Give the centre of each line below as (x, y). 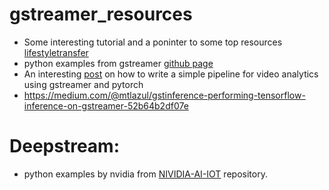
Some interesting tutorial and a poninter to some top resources (153, 42)
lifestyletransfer (56, 52)
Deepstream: (64, 146)
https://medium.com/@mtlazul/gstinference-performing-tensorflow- (164, 95)
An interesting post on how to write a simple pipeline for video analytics (171, 74)
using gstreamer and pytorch (83, 84)
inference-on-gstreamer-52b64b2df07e (106, 105)
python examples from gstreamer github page (118, 63)
